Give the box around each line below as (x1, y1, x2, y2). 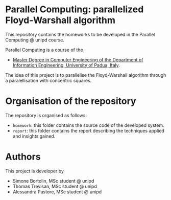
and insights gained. (12, 133, 56, 139)
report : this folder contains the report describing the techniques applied (12, 127, 165, 134)
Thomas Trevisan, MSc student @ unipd (12, 183, 97, 189)
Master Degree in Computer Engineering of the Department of (12, 56, 143, 62)
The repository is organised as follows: (5, 112, 87, 118)
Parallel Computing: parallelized (5, 4, 144, 15)
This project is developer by (5, 168, 64, 174)
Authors (5, 151, 41, 163)
